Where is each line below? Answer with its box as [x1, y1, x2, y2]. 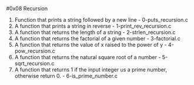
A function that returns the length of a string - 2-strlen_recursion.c [14, 29, 176, 36]
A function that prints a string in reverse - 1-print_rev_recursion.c [14, 23, 172, 29]
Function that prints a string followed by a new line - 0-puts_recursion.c [14, 16, 188, 23]
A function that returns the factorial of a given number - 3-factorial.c [14, 35, 180, 42]
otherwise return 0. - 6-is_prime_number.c [14, 73, 118, 79]
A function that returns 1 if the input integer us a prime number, [14, 66, 168, 73]
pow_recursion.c [14, 47, 56, 55]
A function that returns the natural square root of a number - [14, 54, 161, 60]
